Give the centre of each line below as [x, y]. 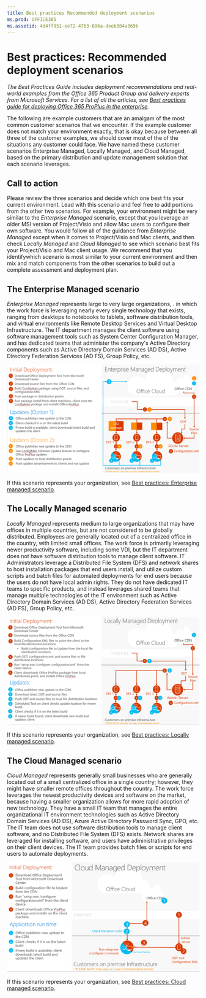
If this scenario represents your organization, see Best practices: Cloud [96, 982]
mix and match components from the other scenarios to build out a [91, 263]
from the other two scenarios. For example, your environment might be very [102, 211]
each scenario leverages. [39, 164]
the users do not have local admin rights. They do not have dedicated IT [97, 582]
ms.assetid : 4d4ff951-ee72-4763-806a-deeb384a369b [73, 26]
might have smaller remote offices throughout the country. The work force [101, 789]
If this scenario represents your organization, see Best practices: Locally [98, 735]
